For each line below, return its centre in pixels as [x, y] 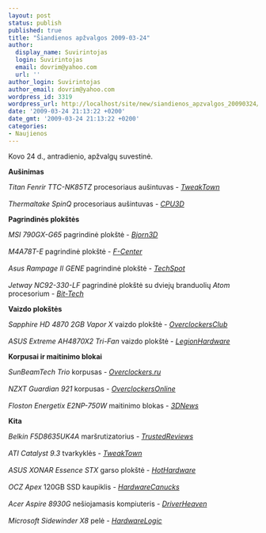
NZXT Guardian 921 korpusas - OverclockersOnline [92, 389]
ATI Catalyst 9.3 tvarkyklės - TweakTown [75, 453]
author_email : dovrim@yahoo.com [61, 89]
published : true [35, 30]
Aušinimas [27, 171]
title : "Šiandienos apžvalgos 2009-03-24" [79, 38]
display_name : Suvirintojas [62, 52]
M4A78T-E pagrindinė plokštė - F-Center [75, 251]
